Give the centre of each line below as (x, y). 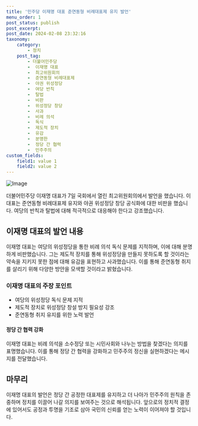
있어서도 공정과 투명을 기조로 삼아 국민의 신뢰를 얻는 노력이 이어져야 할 (94, 410)
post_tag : (29, 56)
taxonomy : (18, 39)
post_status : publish (33, 23)
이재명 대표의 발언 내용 (45, 231)
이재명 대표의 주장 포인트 (39, 286)
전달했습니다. (32, 359)
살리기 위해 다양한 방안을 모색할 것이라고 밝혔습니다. (72, 269)
